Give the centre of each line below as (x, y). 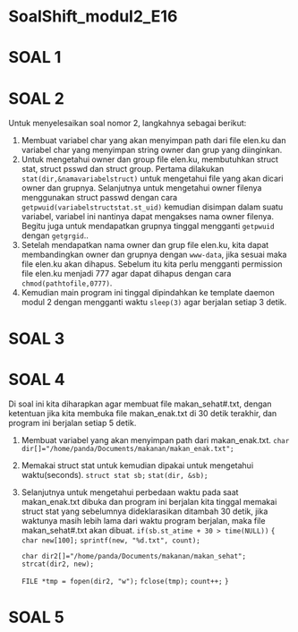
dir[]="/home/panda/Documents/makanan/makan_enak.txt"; (128, 449)
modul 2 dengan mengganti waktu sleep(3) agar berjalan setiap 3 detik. (154, 303)
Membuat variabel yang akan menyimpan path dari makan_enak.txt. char (155, 440)
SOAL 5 (36, 617)
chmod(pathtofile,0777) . (67, 283)
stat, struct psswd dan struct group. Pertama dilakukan (123, 169)
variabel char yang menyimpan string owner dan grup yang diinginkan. (152, 150)
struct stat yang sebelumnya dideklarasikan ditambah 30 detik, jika (145, 511)
